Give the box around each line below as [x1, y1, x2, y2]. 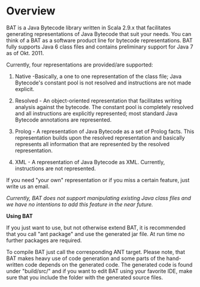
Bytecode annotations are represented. [14, 116, 112, 123]
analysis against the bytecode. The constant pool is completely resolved [14, 103, 193, 110]
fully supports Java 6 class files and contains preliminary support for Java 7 [6, 43, 193, 50]
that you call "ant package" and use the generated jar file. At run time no [6, 230, 185, 237]
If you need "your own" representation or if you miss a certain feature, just [6, 176, 190, 183]
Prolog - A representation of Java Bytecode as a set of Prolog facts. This [14, 128, 195, 135]
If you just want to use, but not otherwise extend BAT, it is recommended [6, 223, 186, 231]
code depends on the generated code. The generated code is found [25, 261, 193, 268]
